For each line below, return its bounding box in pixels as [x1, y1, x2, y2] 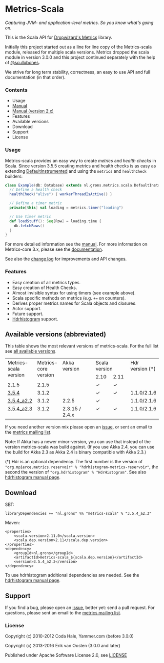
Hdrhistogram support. [12, 316, 59, 322]
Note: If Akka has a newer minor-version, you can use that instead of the [5, 439, 151, 445]
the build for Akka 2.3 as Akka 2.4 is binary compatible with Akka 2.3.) [5, 449, 146, 455]
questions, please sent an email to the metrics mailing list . [5, 610, 122, 616]
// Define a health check [9, 187, 62, 192]
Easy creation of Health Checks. [12, 285, 77, 291]
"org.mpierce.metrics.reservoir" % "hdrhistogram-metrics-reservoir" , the [5, 464, 159, 470]
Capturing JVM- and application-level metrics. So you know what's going [5, 20, 154, 26]
